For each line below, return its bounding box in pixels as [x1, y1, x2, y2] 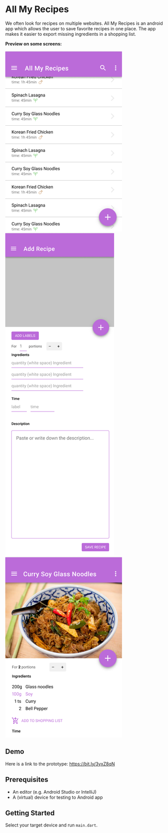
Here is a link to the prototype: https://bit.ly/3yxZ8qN [5, 761, 115, 767]
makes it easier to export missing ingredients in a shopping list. [5, 31, 136, 37]
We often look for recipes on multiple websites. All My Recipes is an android [5, 20, 163, 26]
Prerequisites [5, 775, 48, 784]
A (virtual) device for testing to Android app [12, 794, 103, 800]
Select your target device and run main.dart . [5, 822, 98, 828]
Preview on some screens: [5, 40, 62, 46]
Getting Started [5, 809, 55, 817]
